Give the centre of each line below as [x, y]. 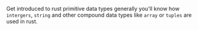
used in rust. [22, 21]
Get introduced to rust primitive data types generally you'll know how [93, 9]
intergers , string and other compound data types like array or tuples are [99, 15]
